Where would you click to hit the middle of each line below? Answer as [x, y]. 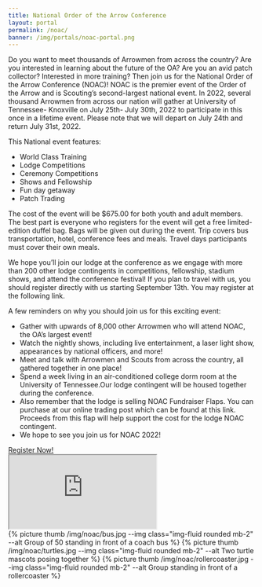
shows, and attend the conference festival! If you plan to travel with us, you [129, 279]
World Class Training [53, 157]
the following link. [36, 296]
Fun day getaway [47, 190]
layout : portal [33, 23]
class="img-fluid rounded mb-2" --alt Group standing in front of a [131, 567]
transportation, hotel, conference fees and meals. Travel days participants [127, 239]
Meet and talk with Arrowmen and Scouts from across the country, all [132, 360]
